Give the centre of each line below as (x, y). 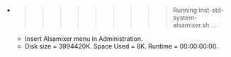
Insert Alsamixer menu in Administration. (84, 39)
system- (185, 18)
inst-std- (211, 10)
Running (185, 10)
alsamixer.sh (191, 25)
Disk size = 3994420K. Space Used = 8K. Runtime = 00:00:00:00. (121, 46)
